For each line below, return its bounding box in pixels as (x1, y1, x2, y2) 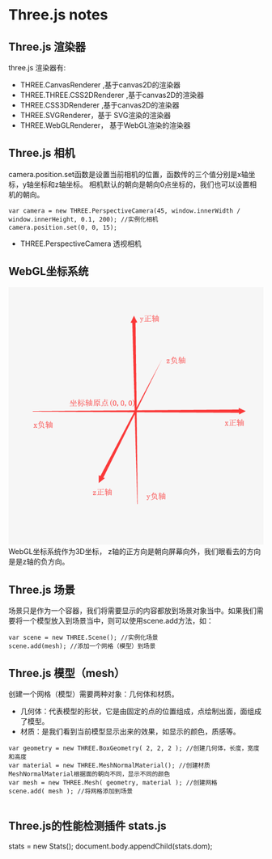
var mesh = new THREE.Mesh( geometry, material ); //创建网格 (8, 778, 218, 786)
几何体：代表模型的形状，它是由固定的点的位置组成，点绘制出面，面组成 (19, 706, 261, 716)
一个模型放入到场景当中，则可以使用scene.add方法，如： (22, 616, 215, 626)
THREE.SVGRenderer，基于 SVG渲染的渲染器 (19, 111, 172, 120)
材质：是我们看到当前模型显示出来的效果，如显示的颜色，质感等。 (19, 726, 240, 736)
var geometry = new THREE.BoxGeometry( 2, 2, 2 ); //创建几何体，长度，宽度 (8, 744, 260, 752)
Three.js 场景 (8, 582, 75, 596)
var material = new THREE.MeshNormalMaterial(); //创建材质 (8, 761, 210, 769)
